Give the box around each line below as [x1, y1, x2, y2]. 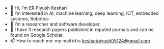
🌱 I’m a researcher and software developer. [10, 21, 101, 27]
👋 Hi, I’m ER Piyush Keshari [10, 5, 67, 11]
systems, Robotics [10, 16, 49, 21]
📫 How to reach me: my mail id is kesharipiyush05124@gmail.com [10, 38, 150, 43]
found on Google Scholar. [10, 32, 64, 38]
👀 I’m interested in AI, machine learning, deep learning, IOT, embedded [10, 10, 159, 16]
